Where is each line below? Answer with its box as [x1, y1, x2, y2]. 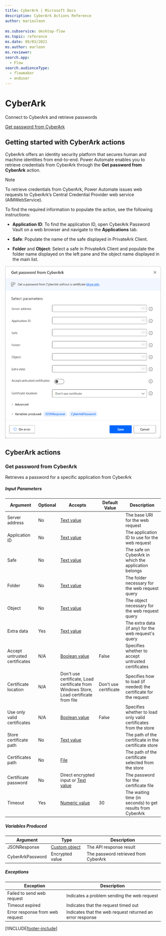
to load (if [125, 678, 145, 684]
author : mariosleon [5, 18, 45, 23]
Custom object [51, 844, 81, 850]
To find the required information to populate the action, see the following [5, 206, 153, 212]
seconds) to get [125, 800, 158, 806]
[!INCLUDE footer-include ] [5, 925, 58, 931]
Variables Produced [5, 823, 47, 829]
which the [125, 557, 146, 563]
